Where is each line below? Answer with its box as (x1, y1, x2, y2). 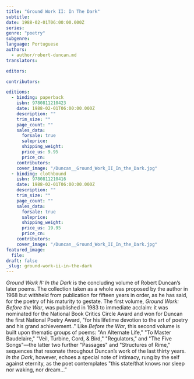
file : (11, 252, 25, 258)
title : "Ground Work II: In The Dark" (6, 8, 100, 15)
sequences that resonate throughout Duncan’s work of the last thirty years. (6, 347, 186, 354)
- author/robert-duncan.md (11, 52, 77, 58)
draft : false (6, 258, 38, 264)
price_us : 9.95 (21, 149, 59, 155)
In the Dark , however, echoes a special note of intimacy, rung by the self (6, 354, 180, 361)
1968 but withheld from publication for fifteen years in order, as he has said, (6, 292, 188, 299)
